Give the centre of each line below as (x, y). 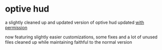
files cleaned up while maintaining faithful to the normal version (69, 42)
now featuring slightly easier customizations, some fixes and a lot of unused (81, 37)
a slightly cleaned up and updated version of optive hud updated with (75, 22)
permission (16, 27)
